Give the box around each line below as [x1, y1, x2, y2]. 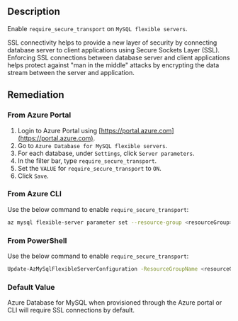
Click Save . [17, 171, 50, 180]
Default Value [7, 282, 55, 292]
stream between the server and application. [7, 68, 135, 77]
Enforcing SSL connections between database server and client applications [7, 53, 230, 62]
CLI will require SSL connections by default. [7, 306, 135, 315]
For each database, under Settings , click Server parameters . [17, 149, 195, 157]
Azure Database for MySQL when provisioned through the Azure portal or [7, 298, 222, 307]
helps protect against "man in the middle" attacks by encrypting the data [7, 60, 220, 69]
